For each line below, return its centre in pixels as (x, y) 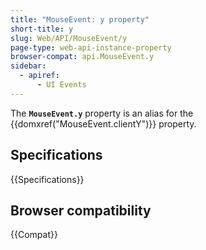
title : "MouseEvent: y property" (80, 19)
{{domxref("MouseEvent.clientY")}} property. (103, 123)
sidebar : (28, 66)
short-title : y (42, 29)
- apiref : (39, 76)
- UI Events (61, 85)
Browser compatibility (81, 210)
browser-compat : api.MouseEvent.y (82, 57)
